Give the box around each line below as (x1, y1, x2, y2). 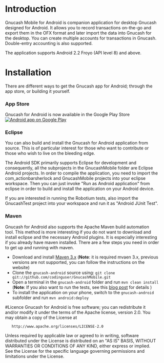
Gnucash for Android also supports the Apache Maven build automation (5, 224, 149, 230)
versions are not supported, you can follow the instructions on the (12, 259, 145, 265)
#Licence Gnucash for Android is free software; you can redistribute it (5, 304, 146, 310)
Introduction (5, 3, 57, 15)
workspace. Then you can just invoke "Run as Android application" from (5, 181, 150, 187)
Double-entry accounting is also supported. (5, 40, 93, 46)
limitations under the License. (5, 353, 64, 359)
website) (12, 264, 30, 270)
